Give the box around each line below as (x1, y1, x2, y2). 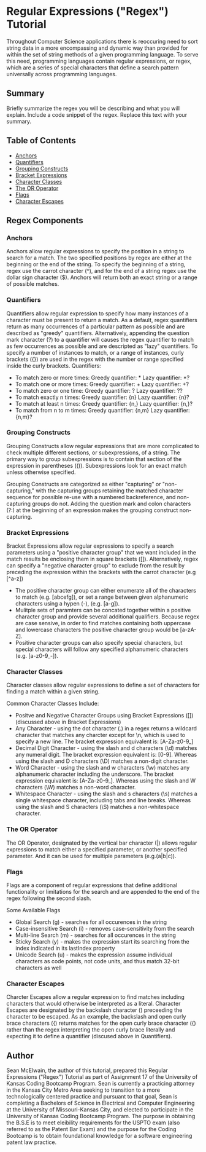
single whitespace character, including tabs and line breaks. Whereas (15, 797, 191, 804)
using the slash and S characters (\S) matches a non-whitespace (15, 803, 180, 811)
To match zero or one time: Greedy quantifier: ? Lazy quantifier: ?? (15, 387, 183, 394)
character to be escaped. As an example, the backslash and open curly (6, 1013, 186, 1020)
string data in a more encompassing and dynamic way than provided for (6, 44, 188, 52)
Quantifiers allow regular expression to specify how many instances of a (6, 309, 189, 317)
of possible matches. (6, 280, 59, 288)
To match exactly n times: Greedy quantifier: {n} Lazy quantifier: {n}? (15, 393, 189, 401)
